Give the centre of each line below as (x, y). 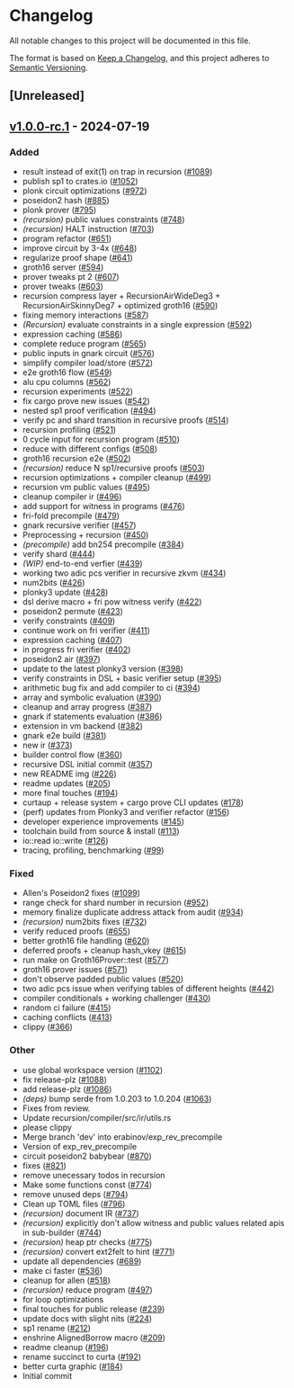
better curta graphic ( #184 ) (72, 1366)
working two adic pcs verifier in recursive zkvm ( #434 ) (124, 573)
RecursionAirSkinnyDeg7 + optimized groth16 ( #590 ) (120, 306)
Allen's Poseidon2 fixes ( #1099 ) (81, 893)
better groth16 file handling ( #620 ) (86, 941)
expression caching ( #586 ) (72, 335)
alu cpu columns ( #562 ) (67, 382)
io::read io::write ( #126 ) (66, 841)
